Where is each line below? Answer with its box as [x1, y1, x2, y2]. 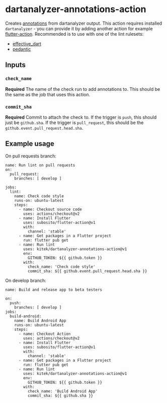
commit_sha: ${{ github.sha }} [27, 393, 94, 398]
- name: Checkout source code [18, 207, 82, 212]
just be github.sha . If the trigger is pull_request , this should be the [5, 120, 144, 126]
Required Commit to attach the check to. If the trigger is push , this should [5, 114, 157, 120]
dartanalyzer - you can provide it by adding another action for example [5, 25, 153, 31]
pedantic [12, 46, 31, 52]
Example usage [5, 140, 54, 148]
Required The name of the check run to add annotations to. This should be [5, 86, 160, 92]
